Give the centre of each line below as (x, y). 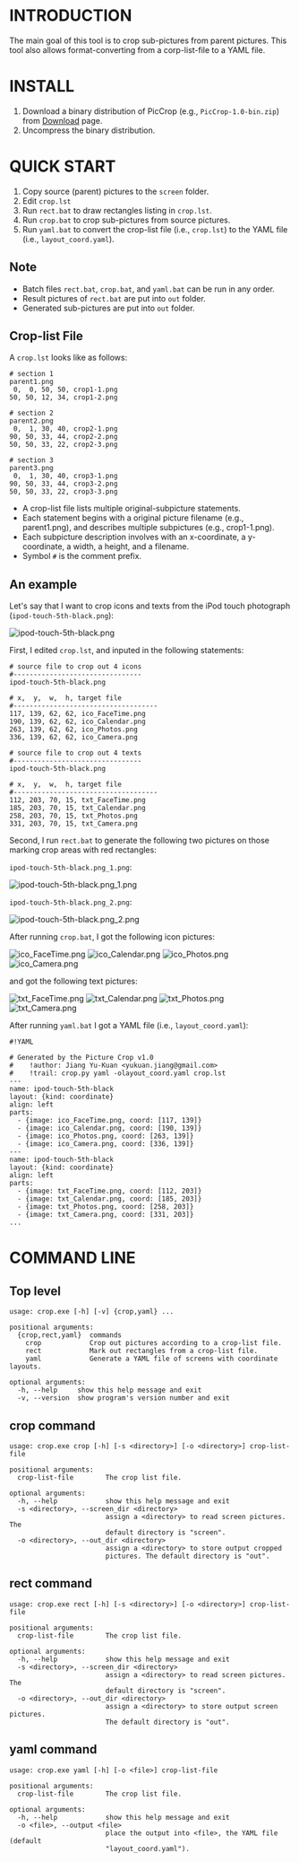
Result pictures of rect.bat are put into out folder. (114, 298)
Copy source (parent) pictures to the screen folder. (115, 191)
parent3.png (31, 468)
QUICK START (63, 166)
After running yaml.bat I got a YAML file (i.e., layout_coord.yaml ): (129, 1026)
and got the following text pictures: (73, 981)
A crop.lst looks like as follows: (68, 358)
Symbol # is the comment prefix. (81, 556)
